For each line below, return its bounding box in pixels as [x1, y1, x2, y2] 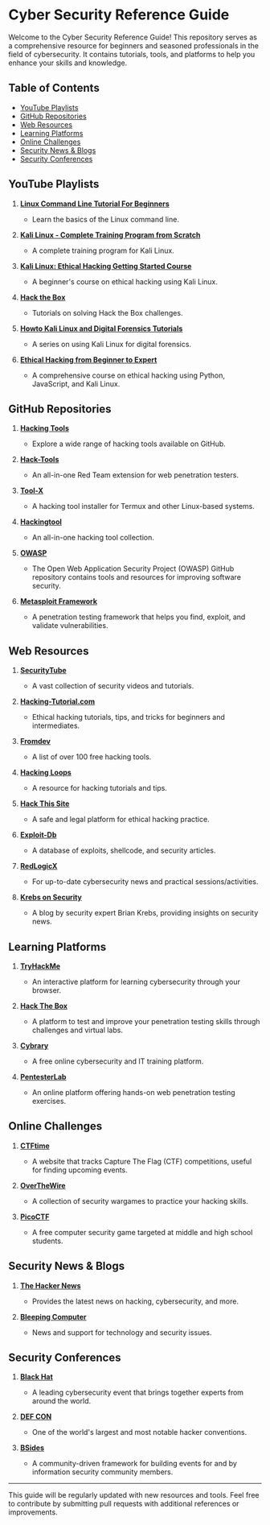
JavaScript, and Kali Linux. [31, 378, 121, 388]
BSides [19, 1443, 45, 1453]
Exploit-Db [19, 830, 57, 840]
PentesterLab [19, 1072, 67, 1081]
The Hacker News [19, 1280, 82, 1290]
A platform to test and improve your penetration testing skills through [31, 1017, 260, 1026]
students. [31, 1236, 63, 1246]
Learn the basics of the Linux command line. [31, 214, 179, 224]
